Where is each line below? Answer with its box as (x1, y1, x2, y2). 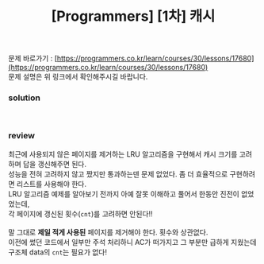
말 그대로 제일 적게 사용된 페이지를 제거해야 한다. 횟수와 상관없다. (8, 227, 209, 237)
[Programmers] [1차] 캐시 (51, 7, 216, 25)
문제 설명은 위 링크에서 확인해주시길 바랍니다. (8, 72, 148, 82)
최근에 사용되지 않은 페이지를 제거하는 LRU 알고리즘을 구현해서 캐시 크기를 (8, 149, 238, 159)
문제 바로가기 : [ (8, 53, 58, 64)
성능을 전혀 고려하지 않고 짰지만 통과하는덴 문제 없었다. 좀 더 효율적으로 (8, 169, 228, 179)
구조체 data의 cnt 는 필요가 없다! (8, 247, 108, 257)
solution (8, 92, 41, 103)
